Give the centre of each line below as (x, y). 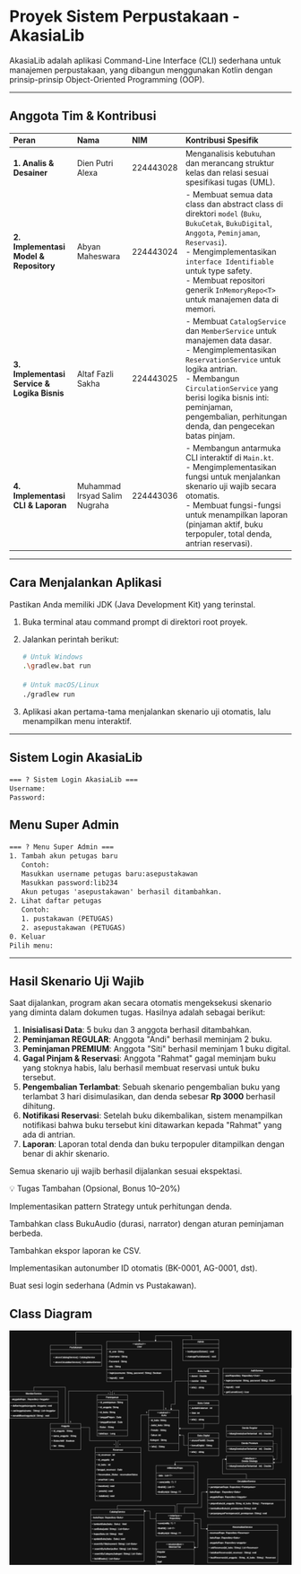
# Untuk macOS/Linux (60, 685)
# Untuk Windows (52, 657)
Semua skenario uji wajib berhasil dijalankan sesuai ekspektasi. (126, 1171)
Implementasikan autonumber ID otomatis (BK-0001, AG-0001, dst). (133, 1268)
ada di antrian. (49, 1135)
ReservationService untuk (233, 359)
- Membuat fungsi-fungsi (233, 505)
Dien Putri (95, 162)
